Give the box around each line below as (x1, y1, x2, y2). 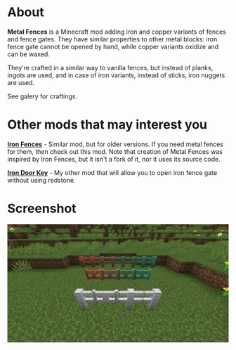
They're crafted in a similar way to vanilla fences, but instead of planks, (7, 63, 214, 72)
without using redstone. (7, 176, 76, 184)
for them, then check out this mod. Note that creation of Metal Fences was (7, 147, 223, 155)
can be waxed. (7, 50, 51, 58)
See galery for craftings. (7, 92, 77, 101)
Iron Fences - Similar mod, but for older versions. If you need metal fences (7, 140, 223, 148)
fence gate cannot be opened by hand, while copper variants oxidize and (7, 42, 219, 51)
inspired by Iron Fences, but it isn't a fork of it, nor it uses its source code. (7, 155, 221, 163)
